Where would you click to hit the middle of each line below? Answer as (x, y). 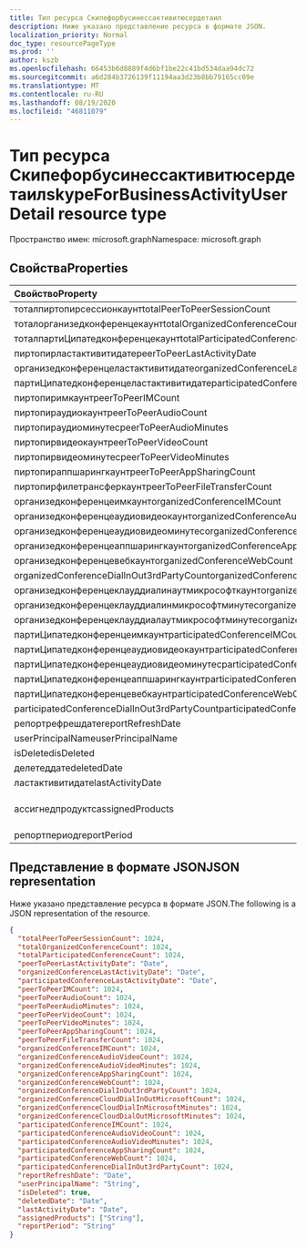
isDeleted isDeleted (55, 753)
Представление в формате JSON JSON (124, 868)
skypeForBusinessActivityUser (167, 194)
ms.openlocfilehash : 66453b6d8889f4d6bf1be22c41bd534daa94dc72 (132, 69)
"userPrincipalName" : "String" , (79, 1184)
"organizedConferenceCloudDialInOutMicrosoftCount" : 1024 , (132, 1100)
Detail (32, 214)
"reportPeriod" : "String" (67, 1226)
